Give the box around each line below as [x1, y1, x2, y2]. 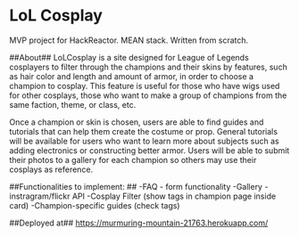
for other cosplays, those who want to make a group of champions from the [9, 90, 287, 101]
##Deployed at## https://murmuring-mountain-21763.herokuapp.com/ [9, 217, 269, 228]
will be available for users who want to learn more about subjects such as [9, 135, 279, 146]
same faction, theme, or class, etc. [9, 99, 137, 110]
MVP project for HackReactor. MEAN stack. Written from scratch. [9, 35, 249, 45]
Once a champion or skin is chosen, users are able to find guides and [9, 117, 264, 127]
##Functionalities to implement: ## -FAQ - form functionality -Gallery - [9, 181, 269, 192]
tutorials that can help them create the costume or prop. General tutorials [9, 126, 278, 136]
